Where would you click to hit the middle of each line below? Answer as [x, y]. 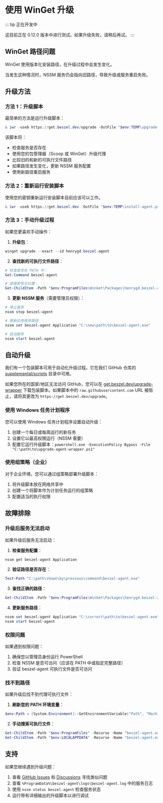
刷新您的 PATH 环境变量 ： [38, 705]
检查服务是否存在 [29, 148]
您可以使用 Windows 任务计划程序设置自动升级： [54, 422]
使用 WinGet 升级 [40, 10]
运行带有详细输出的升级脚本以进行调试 [50, 795]
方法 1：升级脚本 [24, 107]
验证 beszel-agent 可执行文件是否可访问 [52, 669]
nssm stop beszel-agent [29, 312]
